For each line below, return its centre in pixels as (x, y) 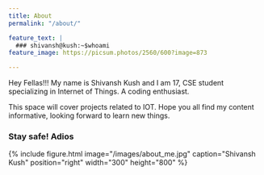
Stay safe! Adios (41, 136)
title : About (30, 16)
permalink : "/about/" (45, 23)
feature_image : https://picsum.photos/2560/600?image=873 (108, 53)
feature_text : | (36, 38)
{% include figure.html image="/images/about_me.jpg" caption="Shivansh (132, 154)
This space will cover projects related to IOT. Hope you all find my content (131, 107)
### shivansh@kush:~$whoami (63, 45)
